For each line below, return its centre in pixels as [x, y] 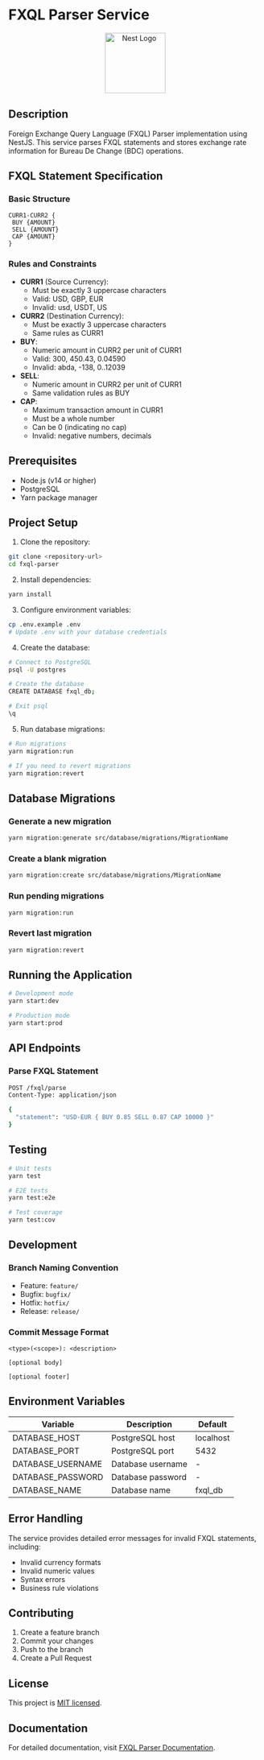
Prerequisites [43, 461]
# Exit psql [28, 706]
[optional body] [35, 1362]
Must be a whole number [73, 418]
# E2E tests [28, 1190]
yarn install [30, 595]
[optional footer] [39, 1377]
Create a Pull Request [56, 1658]
